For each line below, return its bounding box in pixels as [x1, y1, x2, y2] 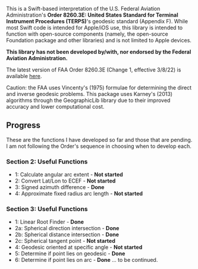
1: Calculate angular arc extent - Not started [14, 171, 123, 178]
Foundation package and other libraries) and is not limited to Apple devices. [6, 37, 192, 44]
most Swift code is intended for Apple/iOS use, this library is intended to [6, 24, 183, 31]
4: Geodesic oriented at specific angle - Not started [14, 244, 143, 251]
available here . [6, 73, 42, 79]
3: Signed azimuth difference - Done [14, 184, 105, 191]
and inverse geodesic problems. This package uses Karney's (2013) [6, 91, 173, 97]
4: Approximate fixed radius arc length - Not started [14, 190, 143, 197]
